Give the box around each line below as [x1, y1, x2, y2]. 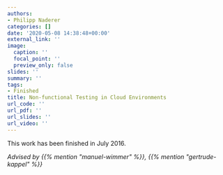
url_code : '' [7, 101, 45, 108]
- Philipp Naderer [7, 17, 61, 24]
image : [7, 42, 26, 49]
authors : [7, 10, 33, 17]
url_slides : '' [7, 113, 52, 120]
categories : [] [7, 23, 52, 30]
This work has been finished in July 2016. [7, 139, 127, 147]
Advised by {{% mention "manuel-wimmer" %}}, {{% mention [7, 152, 185, 160]
